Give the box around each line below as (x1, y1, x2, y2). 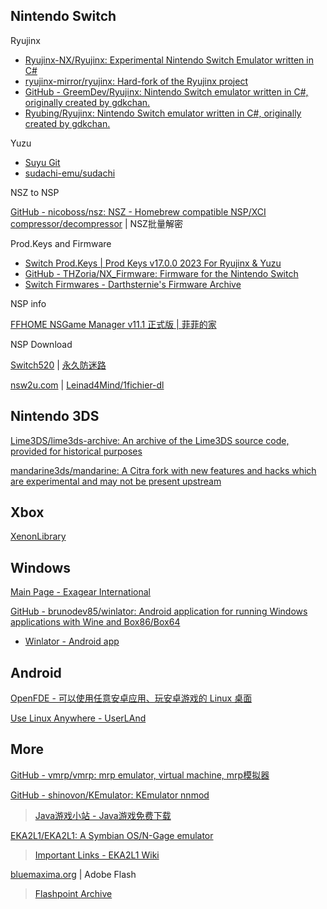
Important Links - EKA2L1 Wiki (34, 849, 160, 861)
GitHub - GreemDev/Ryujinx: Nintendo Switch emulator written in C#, (24, 85, 309, 98)
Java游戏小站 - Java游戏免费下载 (34, 809, 172, 821)
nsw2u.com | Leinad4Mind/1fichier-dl (10, 379, 165, 391)
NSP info (10, 297, 47, 309)
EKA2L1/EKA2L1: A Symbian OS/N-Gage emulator (10, 829, 214, 841)
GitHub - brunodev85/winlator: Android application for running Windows (10, 605, 308, 618)
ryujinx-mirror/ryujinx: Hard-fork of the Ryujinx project (24, 75, 248, 87)
